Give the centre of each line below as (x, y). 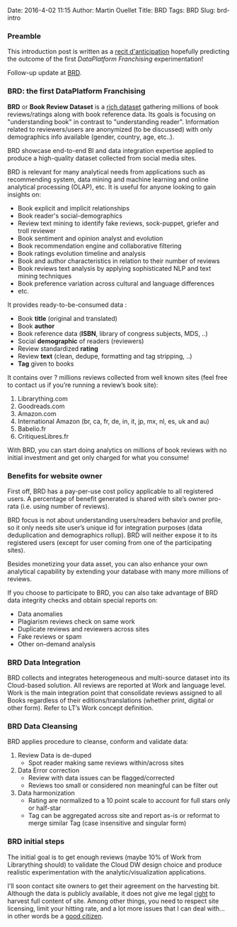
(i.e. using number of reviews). (65, 506)
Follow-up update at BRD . (45, 73)
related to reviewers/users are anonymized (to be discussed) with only (110, 129)
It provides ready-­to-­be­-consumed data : (67, 305)
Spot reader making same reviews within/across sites (106, 763)
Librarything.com (43, 398)
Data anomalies (40, 614)
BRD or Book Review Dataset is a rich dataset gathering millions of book (113, 106)
